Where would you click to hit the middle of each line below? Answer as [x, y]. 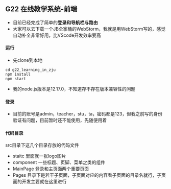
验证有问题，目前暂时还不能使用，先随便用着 [60, 120]
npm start [16, 79]
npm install [18, 75]
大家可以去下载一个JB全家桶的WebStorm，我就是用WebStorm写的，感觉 [89, 29]
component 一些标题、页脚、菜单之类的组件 [59, 162]
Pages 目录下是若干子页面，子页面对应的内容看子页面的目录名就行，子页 [89, 175]
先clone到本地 [28, 60]
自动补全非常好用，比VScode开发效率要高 [57, 35]
